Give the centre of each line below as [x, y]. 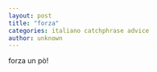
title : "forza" [34, 23]
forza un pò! [29, 61]
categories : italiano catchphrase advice [79, 30]
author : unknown [35, 38]
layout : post [30, 16]
